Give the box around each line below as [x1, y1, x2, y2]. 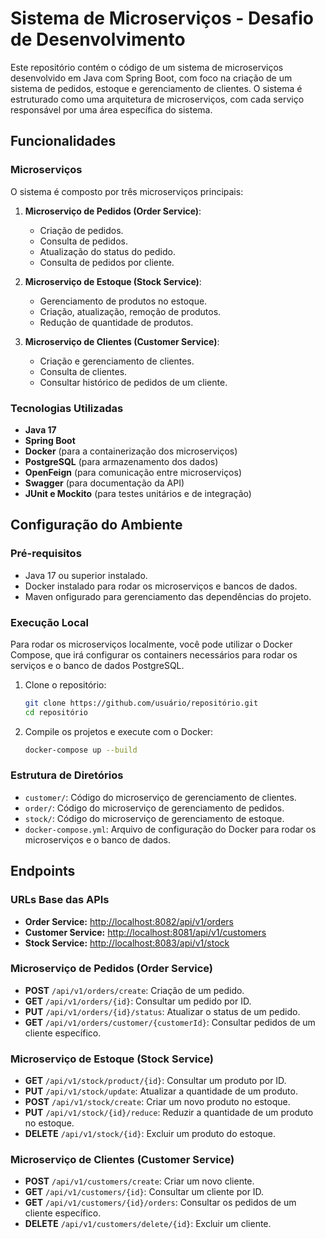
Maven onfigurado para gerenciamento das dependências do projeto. [24, 590, 312, 602]
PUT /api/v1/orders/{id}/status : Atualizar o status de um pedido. [24, 1005, 301, 1017]
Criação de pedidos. [39, 224, 124, 236]
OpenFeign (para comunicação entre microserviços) [24, 466, 243, 478]
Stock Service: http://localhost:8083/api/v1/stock [24, 937, 230, 949]
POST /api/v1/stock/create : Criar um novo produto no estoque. [24, 1096, 291, 1108]
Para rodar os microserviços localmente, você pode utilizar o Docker [10, 638, 293, 650]
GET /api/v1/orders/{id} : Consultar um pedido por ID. [24, 995, 252, 1007]
